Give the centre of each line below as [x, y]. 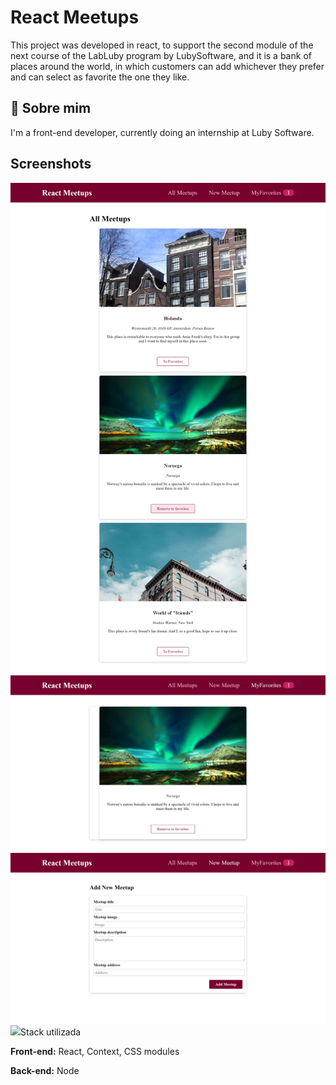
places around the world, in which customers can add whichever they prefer [167, 66]
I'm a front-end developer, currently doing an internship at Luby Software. [162, 132]
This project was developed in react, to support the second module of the [162, 45]
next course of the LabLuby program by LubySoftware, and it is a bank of [161, 55]
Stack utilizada [51, 1032]
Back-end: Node [45, 1070]
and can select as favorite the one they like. [100, 77]
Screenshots [51, 164]
